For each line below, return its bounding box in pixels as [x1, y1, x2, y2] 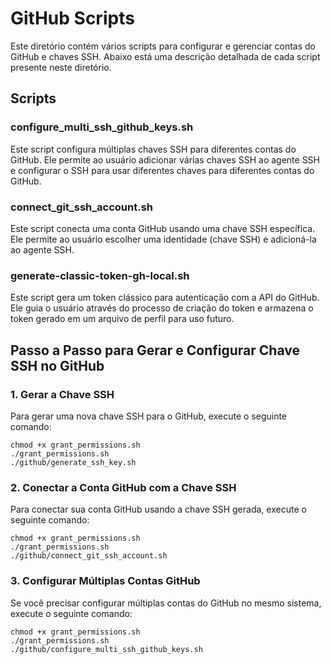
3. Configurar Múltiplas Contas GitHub [10, 574, 201, 588]
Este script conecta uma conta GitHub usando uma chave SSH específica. [10, 222, 316, 234]
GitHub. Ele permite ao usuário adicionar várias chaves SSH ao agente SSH [10, 153, 321, 166]
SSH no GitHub [10, 357, 105, 374]
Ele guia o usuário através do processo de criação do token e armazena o [10, 302, 314, 314]
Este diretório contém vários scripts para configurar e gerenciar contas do [10, 40, 316, 52]
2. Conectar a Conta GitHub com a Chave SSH [10, 480, 237, 494]
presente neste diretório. [10, 61, 112, 73]
